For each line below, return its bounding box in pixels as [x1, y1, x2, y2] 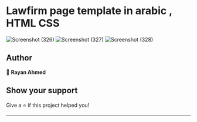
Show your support [6, 86, 78, 96]
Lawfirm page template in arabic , [6, 4, 172, 18]
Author [6, 53, 32, 63]
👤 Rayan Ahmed [6, 69, 46, 76]
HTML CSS [6, 16, 60, 30]
